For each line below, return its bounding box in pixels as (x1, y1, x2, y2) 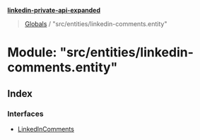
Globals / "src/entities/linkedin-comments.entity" (24, 20, 167, 28)
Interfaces (7, 109, 44, 119)
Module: (7, 45, 57, 61)
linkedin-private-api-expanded (7, 6, 101, 14)
